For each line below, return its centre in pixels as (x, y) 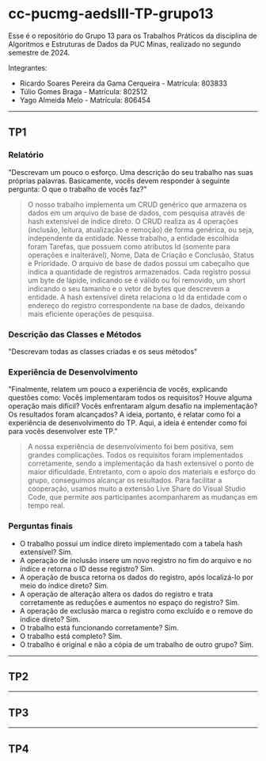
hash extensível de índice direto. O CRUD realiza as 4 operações (133, 221)
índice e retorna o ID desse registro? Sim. (87, 569)
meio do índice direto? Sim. (64, 585)
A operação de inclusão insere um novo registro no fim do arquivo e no (135, 560)
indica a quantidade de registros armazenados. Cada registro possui (139, 272)
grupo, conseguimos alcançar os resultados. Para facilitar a (125, 481)
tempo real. (46, 506)
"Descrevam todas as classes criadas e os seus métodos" (103, 351)
